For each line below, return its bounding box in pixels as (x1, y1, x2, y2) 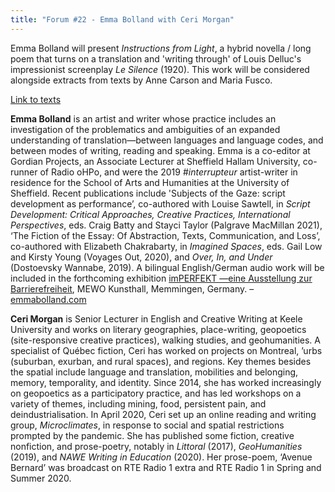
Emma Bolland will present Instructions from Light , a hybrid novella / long (10, 42, 312, 54)
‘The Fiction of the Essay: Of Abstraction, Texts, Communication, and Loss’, (10, 229, 321, 241)
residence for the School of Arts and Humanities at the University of (10, 176, 290, 188)
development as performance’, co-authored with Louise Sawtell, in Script (10, 197, 311, 210)
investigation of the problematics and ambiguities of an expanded (10, 123, 281, 135)
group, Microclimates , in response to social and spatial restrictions (10, 419, 285, 431)
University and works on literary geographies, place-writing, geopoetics (10, 323, 307, 335)
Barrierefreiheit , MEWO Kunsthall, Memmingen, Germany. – (10, 282, 255, 295)
